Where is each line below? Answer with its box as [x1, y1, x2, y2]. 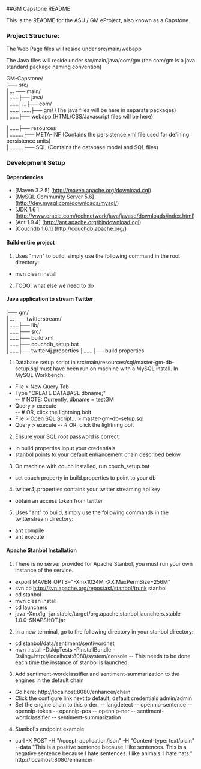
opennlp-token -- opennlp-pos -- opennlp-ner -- [14, 707, 136, 715]
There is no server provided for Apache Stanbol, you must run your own [14, 560, 193, 568]
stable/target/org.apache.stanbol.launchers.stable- [56, 610, 183, 617]
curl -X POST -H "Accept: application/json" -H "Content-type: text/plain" [14, 737, 195, 744]
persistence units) [6, 137, 51, 144]
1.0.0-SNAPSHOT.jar [14, 617, 66, 624]
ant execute [14, 533, 44, 540]
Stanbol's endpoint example [14, 725, 85, 733]
